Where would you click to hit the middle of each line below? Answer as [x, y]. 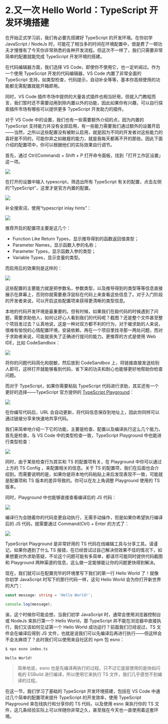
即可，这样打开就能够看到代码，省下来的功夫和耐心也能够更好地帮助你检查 [86, 369]
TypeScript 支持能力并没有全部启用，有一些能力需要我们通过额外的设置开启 [83, 126]
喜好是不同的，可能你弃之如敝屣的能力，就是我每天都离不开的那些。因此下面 [84, 138]
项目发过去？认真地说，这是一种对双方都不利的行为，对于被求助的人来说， [86, 324]
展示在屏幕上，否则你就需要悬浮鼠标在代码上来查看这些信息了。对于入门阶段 [84, 294]
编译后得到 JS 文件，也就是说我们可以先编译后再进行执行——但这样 [88, 633]
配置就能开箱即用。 [42, 86]
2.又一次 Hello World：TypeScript [76, 10]
